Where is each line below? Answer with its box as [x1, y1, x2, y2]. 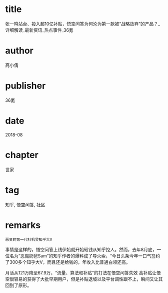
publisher [5, 80, 46, 91]
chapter [5, 149, 38, 161]
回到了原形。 [5, 282, 31, 288]
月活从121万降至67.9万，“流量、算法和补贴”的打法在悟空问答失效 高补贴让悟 [5, 269, 161, 275]
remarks [5, 219, 41, 231]
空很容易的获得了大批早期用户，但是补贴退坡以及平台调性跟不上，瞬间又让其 [5, 276, 163, 282]
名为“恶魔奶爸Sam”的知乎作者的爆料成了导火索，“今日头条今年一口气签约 [9, 252, 160, 259]
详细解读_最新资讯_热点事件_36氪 [5, 27, 73, 33]
